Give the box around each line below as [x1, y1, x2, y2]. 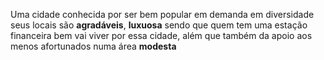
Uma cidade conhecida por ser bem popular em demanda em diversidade [10, 9, 315, 20]
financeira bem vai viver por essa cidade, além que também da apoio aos [10, 30, 313, 41]
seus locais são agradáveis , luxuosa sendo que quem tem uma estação [10, 19, 308, 31]
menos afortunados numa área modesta [10, 40, 177, 52]
